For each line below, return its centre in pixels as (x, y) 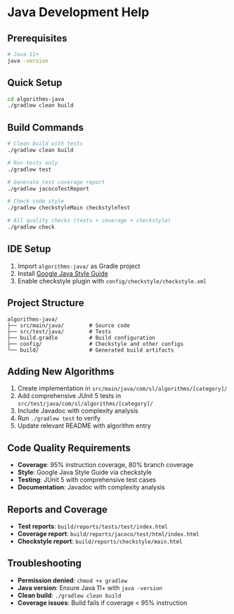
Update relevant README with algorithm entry (84, 426)
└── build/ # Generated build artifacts (91, 350)
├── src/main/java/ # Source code (69, 325)
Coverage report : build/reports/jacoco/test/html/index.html (108, 533)
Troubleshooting (45, 563)
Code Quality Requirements (69, 448)
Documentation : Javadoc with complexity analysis (91, 487)
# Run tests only (33, 162)
